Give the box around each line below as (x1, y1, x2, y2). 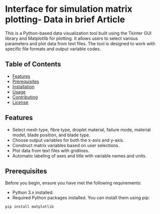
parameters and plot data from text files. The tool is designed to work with (5, 40, 156, 46)
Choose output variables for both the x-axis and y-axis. (12, 137, 125, 143)
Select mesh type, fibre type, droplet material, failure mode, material (12, 126, 151, 132)
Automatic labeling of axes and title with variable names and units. (12, 153, 147, 158)
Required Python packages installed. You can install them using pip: (12, 195, 150, 201)
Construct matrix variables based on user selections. (12, 142, 120, 148)
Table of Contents (5, 60, 62, 68)
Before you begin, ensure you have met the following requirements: (5, 180, 142, 186)
